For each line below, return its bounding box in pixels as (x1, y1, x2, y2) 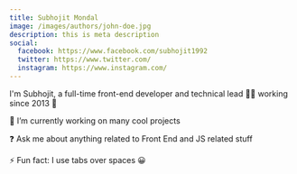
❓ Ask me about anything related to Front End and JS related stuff (9, 133, 253, 144)
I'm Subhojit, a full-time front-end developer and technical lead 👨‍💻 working (9, 87, 289, 99)
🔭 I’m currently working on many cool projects (9, 114, 181, 126)
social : (9, 38, 39, 48)
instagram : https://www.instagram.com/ (17, 64, 168, 73)
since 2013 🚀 (9, 97, 57, 108)
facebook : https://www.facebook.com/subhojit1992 (17, 47, 208, 56)
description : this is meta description (9, 30, 160, 39)
